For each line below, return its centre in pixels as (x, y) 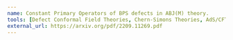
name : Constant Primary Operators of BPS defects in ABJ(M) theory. (108, 13)
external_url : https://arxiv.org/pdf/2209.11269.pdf (85, 26)
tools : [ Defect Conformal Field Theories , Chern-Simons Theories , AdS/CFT (118, 20)
